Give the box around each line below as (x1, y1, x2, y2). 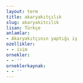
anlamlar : (6, 30, 31, 36)
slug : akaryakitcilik (6, 19, 59, 25)
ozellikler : (6, 41, 35, 47)
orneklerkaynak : (6, 63, 46, 69)
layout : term (6, 8, 38, 15)
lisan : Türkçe (6, 25, 41, 31)
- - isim (6, 47, 28, 53)
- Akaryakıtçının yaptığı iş (6, 36, 78, 41)
